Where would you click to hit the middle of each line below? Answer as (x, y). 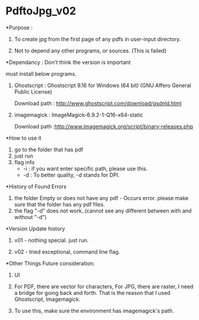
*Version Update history (35, 229)
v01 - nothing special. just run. (51, 240)
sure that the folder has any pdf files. (60, 204)
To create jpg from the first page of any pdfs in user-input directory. (97, 39)
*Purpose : (19, 27)
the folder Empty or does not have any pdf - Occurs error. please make (101, 198)
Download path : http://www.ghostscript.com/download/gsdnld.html (98, 103)
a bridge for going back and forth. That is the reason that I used (92, 293)
